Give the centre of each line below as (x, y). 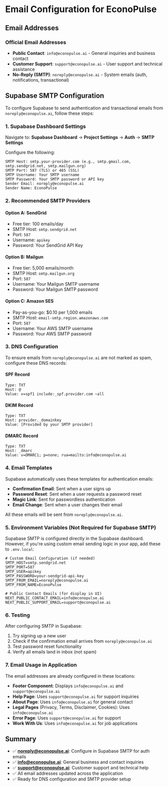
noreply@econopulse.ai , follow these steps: (50, 113)
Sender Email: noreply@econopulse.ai (45, 183)
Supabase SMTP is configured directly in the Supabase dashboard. (75, 539)
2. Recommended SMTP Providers (48, 201)
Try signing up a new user (39, 636)
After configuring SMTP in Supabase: (44, 626)
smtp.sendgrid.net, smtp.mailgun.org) (46, 166)
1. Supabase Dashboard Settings (46, 126)
